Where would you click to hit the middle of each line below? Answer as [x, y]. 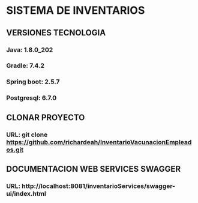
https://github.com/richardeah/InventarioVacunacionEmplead [99, 142]
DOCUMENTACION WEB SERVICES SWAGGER [94, 169]
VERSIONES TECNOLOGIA [56, 33]
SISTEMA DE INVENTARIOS [76, 11]
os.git [15, 150]
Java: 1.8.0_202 [30, 50]
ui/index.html [26, 193]
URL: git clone [27, 135]
